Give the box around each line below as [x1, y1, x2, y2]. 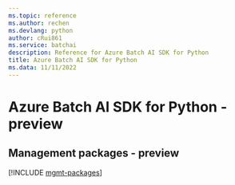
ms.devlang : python [8, 26, 74, 34]
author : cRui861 [8, 33, 62, 42]
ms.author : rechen [8, 19, 70, 27]
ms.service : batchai [8, 41, 78, 49]
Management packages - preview [8, 147, 180, 160]
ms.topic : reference [8, 11, 78, 20]
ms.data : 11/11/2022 [8, 64, 78, 72]
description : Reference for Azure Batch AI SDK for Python [8, 49, 209, 57]
